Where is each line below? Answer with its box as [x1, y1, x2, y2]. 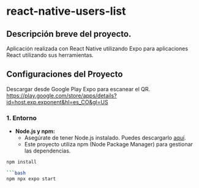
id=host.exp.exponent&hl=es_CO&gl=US [6, 98, 108, 105]
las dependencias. [24, 147, 71, 154]
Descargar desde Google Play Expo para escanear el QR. [6, 85, 151, 92]
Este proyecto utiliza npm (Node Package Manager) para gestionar [24, 141, 193, 148]
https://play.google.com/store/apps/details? [6, 92, 118, 99]
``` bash [6, 170, 26, 176]
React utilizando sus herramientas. [6, 51, 94, 59]
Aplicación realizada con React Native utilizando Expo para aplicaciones [6, 45, 189, 52]
